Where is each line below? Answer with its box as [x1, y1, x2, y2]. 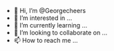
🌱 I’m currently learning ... [13, 21, 88, 29]
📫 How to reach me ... [13, 37, 78, 44]
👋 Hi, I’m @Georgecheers [13, 7, 86, 14]
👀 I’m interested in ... [13, 14, 73, 22]
